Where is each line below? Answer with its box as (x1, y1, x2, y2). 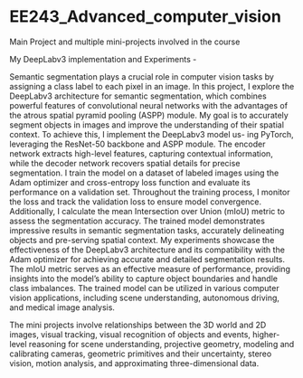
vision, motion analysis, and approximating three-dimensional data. (9, 357, 260, 368)
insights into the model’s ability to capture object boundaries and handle (9, 273, 279, 284)
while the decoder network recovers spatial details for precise (9, 157, 241, 168)
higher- (252, 328, 280, 340)
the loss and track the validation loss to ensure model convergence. (9, 196, 262, 207)
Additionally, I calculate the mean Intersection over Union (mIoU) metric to (9, 205, 285, 216)
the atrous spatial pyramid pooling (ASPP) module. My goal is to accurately (9, 109, 289, 120)
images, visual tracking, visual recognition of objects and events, (9, 328, 251, 340)
